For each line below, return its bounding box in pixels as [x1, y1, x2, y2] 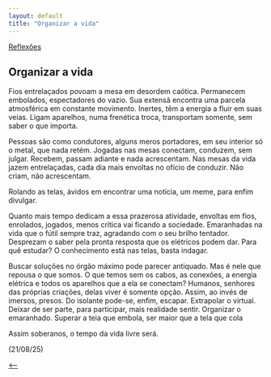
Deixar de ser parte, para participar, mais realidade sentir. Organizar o [8, 305, 241, 315]
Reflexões [8, 41, 42, 51]
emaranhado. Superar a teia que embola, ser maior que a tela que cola [8, 313, 243, 323]
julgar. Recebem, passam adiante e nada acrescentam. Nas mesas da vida [8, 154, 256, 164]
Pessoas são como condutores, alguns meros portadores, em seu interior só [8, 137, 263, 147]
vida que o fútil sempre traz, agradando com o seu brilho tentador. [8, 229, 230, 238]
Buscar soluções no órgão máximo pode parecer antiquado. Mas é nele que [8, 261, 261, 272]
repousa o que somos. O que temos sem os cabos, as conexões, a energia [8, 270, 257, 280]
